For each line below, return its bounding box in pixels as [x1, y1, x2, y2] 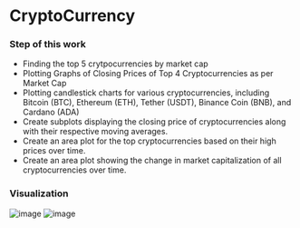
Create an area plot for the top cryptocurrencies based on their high [22, 135, 276, 146]
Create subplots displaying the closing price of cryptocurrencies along [22, 116, 286, 127]
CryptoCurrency [9, 5, 136, 26]
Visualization [9, 187, 69, 200]
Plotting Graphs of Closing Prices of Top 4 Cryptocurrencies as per [22, 68, 274, 79]
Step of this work [9, 38, 86, 51]
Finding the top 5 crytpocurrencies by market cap [22, 58, 208, 69]
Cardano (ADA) [22, 106, 80, 118]
